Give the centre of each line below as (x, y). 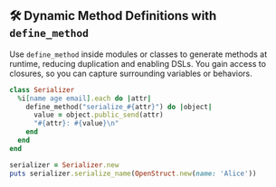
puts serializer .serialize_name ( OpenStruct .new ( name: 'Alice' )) (133, 173)
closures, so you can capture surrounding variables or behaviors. (131, 73)
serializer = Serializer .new (64, 165)
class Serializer (42, 89)
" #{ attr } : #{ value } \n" (76, 124)
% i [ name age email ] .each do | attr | (85, 98)
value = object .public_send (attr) (99, 115)
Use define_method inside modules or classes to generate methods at (138, 54)
